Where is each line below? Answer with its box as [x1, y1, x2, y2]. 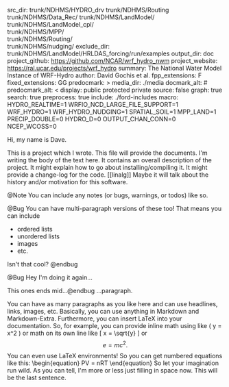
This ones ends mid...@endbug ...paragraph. [7, 287, 133, 295]
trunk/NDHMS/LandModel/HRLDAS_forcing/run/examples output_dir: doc [7, 49, 215, 58]
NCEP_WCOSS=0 [7, 123, 57, 130]
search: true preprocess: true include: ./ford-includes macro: [7, 93, 179, 101]
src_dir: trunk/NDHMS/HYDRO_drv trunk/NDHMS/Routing [7, 6, 169, 14]
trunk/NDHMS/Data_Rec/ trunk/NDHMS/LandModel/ [7, 13, 155, 21]
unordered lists [16, 232, 60, 240]
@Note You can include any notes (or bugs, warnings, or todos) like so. [7, 191, 208, 199]
